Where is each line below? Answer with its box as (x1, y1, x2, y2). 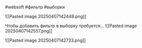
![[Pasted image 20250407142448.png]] (5, 14, 86, 19)
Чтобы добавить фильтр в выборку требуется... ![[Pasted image (5, 23, 137, 29)
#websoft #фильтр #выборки (5, 4, 65, 10)
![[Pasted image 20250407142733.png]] (5, 37, 86, 43)
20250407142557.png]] (5, 28, 53, 33)
